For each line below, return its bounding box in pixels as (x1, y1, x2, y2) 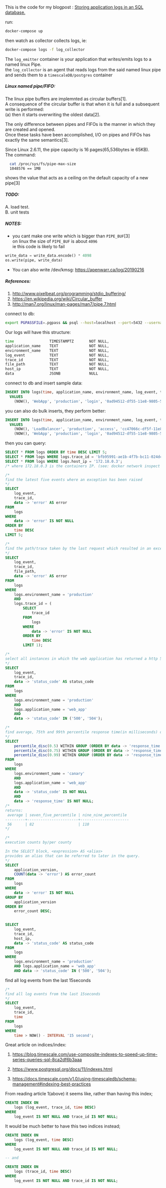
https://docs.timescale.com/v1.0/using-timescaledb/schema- (12, 1076, 137, 1082)
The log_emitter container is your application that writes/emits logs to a (5, 56, 152, 62)
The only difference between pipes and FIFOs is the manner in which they (5, 121, 156, 127)
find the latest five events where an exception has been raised (5, 477, 142, 482)
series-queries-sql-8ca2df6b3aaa (12, 1057, 83, 1063)
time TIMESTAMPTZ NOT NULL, (5, 339, 110, 344)
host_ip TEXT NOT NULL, (5, 367, 110, 372)
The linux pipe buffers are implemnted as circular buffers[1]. (5, 96, 127, 102)
